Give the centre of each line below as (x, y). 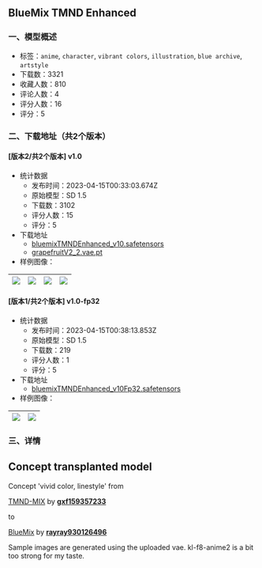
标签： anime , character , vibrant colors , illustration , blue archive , (131, 55)
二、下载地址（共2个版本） (59, 136)
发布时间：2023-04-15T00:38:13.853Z (94, 331)
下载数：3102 (53, 205)
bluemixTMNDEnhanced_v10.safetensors (97, 244)
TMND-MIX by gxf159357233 (57, 501)
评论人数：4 (39, 93)
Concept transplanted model (80, 467)
